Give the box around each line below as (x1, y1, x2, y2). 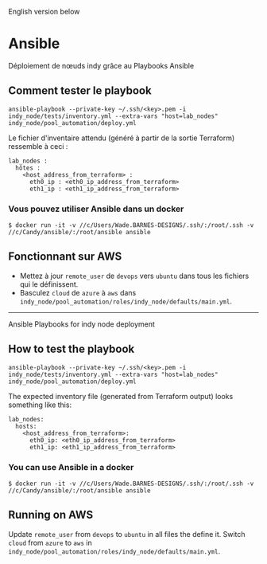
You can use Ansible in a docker (8, 461, 134, 472)
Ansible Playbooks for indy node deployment (8, 319, 155, 329)
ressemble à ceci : (8, 141, 68, 151)
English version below (8, 7, 80, 16)
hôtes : (15, 163, 41, 172)
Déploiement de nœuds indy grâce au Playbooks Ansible (8, 61, 195, 70)
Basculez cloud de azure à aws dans (19, 288, 137, 297)
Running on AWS (8, 508, 94, 522)
